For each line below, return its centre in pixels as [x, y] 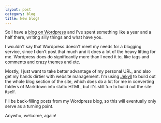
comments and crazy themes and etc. [43, 62]
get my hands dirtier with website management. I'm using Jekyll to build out [80, 76]
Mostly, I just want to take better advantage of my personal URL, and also [78, 71]
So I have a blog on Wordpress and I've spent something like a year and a [78, 32]
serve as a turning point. [29, 106]
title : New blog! [22, 18]
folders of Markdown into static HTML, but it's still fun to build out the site [78, 87]
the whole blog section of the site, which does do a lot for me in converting [80, 82]
